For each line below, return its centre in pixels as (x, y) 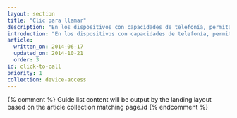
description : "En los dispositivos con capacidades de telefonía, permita (120, 27)
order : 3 (26, 60)
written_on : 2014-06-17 (48, 47)
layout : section (31, 14)
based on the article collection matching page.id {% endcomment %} (108, 107)
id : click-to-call (34, 66)
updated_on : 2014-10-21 (48, 54)
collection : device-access (47, 79)
